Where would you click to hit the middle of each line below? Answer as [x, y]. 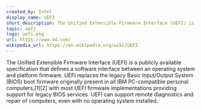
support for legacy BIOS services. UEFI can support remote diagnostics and [100, 94]
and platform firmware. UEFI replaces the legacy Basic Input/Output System [100, 75]
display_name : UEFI [31, 17]
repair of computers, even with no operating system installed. [82, 100]
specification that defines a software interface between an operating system [101, 69]
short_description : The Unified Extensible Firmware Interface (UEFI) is [100, 23]
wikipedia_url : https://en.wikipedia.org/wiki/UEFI [72, 46]
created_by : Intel [29, 12]
